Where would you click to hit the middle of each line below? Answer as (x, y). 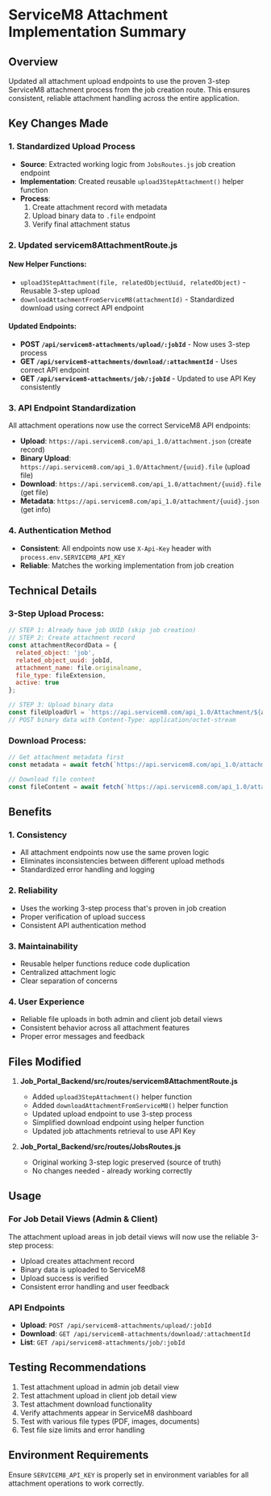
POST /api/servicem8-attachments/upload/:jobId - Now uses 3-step (135, 344)
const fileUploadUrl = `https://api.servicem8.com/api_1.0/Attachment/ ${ (135, 713)
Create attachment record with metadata (100, 206)
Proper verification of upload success (83, 916)
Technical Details (53, 591)
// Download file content (52, 779)
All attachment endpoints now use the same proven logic (115, 852)
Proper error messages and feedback (82, 1036)
